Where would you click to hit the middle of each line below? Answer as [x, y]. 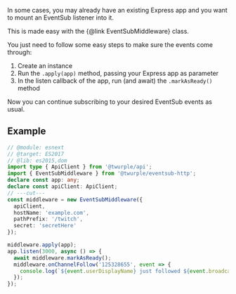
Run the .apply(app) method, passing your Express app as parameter [118, 73]
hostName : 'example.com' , [52, 213]
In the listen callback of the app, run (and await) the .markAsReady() [115, 81]
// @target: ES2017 [36, 154]
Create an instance [45, 66]
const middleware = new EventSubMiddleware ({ [75, 199]
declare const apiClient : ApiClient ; [63, 187]
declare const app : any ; [44, 180]
